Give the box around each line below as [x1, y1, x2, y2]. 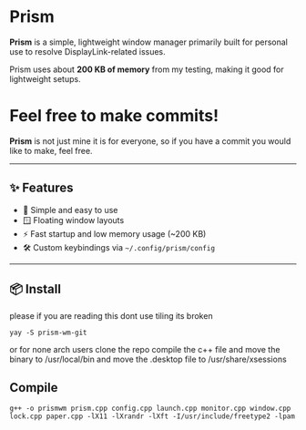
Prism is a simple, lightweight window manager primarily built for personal [9, 36, 289, 47]
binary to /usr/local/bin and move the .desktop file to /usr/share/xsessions [9, 353, 287, 364]
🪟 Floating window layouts [22, 214, 125, 225]
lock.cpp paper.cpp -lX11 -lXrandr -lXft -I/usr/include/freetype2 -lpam [9, 412, 296, 421]
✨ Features [9, 180, 74, 196]
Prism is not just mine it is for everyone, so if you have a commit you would [9, 135, 291, 147]
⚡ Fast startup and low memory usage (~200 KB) [22, 228, 207, 239]
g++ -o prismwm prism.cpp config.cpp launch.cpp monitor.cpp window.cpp [9, 404, 291, 414]
